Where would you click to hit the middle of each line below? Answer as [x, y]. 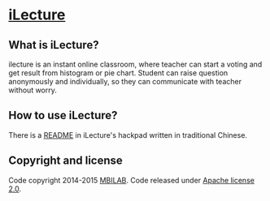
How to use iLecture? [63, 115]
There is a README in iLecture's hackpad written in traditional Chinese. [128, 135]
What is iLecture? [54, 45]
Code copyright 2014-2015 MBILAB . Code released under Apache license [131, 180]
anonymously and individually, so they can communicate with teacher [125, 81]
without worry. [33, 90]
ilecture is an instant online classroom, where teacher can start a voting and [135, 64]
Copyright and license [66, 161]
